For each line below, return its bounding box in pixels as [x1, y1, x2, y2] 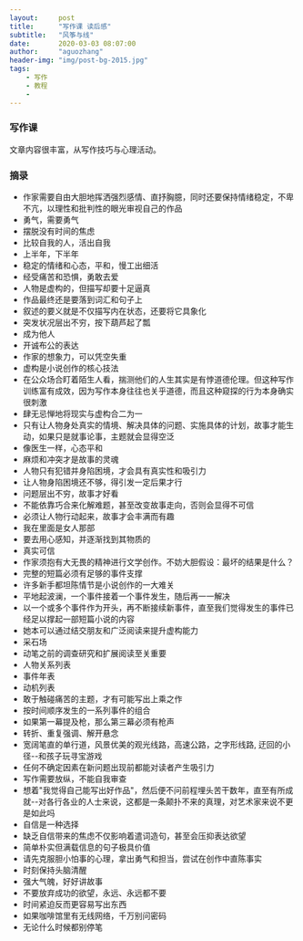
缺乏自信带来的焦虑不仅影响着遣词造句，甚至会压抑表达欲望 [22, 831, 247, 842]
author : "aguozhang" [9, 47, 104, 57]
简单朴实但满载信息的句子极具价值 [22, 842, 151, 853]
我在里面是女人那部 [22, 522, 96, 534]
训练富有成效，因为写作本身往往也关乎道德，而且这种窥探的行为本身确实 [22, 385, 294, 397]
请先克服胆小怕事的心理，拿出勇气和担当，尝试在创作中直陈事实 [22, 853, 262, 864]
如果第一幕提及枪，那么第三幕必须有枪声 [22, 716, 175, 727]
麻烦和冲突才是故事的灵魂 [22, 454, 119, 465]
